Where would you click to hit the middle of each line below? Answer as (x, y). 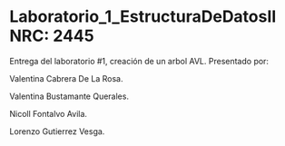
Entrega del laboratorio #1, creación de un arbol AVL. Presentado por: (139, 61)
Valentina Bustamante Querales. (69, 96)
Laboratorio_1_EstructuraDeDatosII (143, 17)
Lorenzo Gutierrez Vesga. (57, 131)
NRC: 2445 (52, 36)
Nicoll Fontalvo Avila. (49, 113)
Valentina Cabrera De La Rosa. (67, 78)
